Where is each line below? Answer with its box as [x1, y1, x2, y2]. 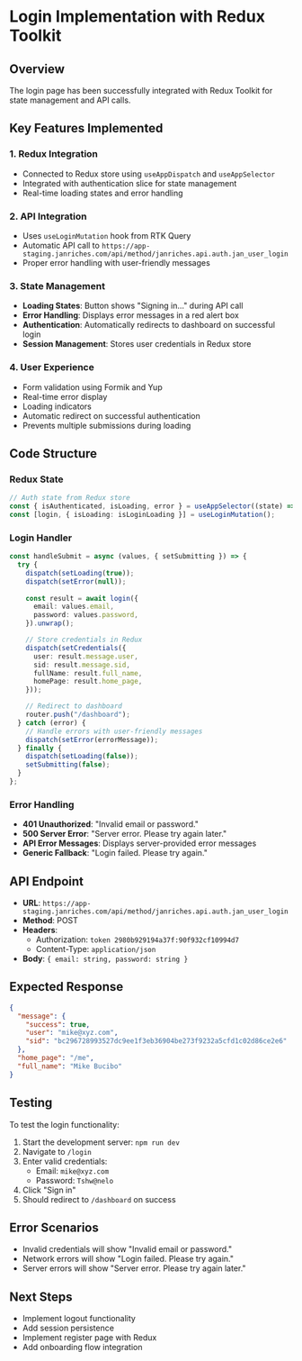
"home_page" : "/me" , [17, 1054, 94, 1063]
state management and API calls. [9, 95, 131, 105]
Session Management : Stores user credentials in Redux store [22, 339, 252, 349]
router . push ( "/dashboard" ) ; [25, 710, 130, 720]
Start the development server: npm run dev [22, 1137, 180, 1148]
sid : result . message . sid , [32, 660, 130, 669]
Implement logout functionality [22, 1313, 137, 1324]
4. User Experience [9, 361, 94, 374]
